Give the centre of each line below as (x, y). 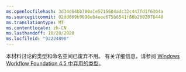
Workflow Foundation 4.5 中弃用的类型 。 (55, 63)
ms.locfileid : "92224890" (37, 39)
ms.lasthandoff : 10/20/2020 (40, 33)
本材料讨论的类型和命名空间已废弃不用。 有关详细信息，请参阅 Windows (93, 56)
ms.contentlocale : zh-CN (36, 28)
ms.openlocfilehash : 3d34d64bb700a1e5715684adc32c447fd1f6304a (85, 11)
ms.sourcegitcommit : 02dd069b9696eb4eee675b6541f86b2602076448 (85, 17)
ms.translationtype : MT (35, 22)
